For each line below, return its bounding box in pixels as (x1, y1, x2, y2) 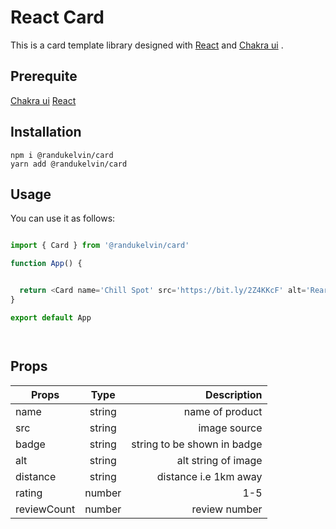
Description (205, 387, 263, 401)
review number (191, 502, 263, 516)
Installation (10, 124, 82, 141)
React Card (10, 6, 105, 29)
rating (15, 486, 43, 500)
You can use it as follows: (10, 212, 116, 225)
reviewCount (15, 502, 76, 516)
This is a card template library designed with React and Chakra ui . (10, 39, 284, 51)
